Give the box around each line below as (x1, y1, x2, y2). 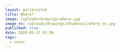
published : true (5, 26, 38, 31)
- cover (9, 40, 26, 45)
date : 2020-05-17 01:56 (5, 30, 54, 35)
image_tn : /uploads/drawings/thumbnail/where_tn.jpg (5, 21, 116, 26)
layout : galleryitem (5, 7, 48, 12)
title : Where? (5, 12, 34, 17)
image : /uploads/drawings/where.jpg (5, 16, 80, 21)
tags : (5, 35, 16, 40)
